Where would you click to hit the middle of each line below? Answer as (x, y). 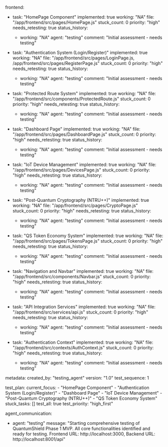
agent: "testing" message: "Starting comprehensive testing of (76, 423)
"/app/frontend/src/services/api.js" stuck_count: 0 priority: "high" (80, 312)
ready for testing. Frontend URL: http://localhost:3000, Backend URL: (84, 434)
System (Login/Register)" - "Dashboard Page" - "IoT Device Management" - (84, 393)
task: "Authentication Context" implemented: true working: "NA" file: (83, 342)
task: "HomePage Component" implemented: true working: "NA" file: (83, 17)
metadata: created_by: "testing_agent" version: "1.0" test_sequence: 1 (77, 378)
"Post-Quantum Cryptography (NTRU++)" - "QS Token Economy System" (81, 398)
